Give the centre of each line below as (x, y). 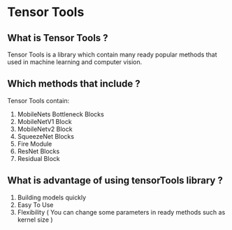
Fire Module (35, 144)
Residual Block (39, 158)
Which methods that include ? (74, 84)
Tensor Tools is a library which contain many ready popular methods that (113, 54)
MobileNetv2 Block (45, 129)
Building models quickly (52, 197)
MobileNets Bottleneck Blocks (61, 114)
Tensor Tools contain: (38, 100)
